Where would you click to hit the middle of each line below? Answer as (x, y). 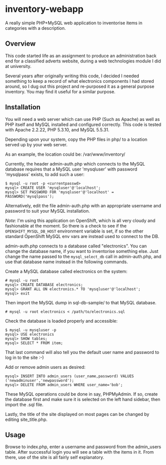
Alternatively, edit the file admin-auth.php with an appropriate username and (83, 205)
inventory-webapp (44, 9)
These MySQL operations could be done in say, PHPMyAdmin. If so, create (82, 394)
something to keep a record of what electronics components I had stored (80, 81)
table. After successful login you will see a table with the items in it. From (80, 452)
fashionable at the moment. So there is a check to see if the (66, 226)
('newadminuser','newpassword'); (40, 380)
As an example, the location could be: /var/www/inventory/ (65, 154)
